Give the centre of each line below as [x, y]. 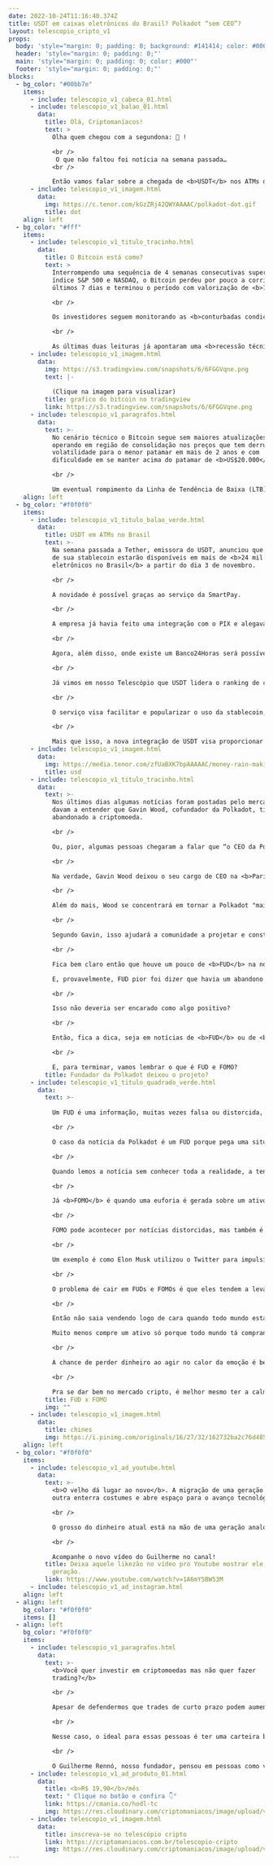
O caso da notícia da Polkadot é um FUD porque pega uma [150, 1142]
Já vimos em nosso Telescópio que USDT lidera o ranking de [156, 683]
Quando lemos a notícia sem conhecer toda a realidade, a [152, 1171]
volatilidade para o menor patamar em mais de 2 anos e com [156, 453]
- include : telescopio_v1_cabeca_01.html [101, 99]
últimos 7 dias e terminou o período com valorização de [150, 288]
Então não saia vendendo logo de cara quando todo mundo [150, 1319]
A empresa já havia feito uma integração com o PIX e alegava [159, 624]
